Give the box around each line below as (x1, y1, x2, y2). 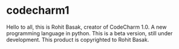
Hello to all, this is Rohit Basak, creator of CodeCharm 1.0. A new (6, 23, 167, 30)
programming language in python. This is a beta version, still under (6, 29, 173, 36)
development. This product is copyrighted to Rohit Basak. (6, 36, 149, 43)
